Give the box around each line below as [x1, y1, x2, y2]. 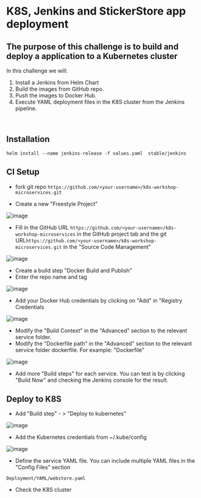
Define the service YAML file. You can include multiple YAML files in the [15, 457, 196, 465]
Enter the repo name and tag [15, 273, 87, 281]
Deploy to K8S [6, 394, 62, 404]
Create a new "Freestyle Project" [15, 200, 98, 208]
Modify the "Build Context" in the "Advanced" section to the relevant [15, 327, 188, 334]
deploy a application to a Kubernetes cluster [6, 51, 178, 61]
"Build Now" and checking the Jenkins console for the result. [15, 376, 169, 384]
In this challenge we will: [6, 67, 68, 74]
